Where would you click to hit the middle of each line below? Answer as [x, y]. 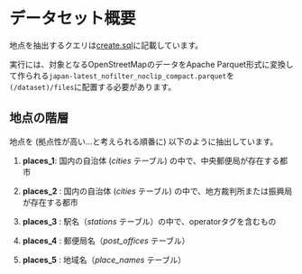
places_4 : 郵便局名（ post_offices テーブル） [106, 241]
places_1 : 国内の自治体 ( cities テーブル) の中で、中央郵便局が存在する [151, 160]
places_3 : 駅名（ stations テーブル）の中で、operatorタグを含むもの [149, 221]
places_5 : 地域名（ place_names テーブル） [104, 260]
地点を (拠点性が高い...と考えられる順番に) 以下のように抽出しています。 [144, 142]
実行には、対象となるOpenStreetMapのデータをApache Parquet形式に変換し [151, 64]
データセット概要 [73, 18]
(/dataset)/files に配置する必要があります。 [93, 87]
